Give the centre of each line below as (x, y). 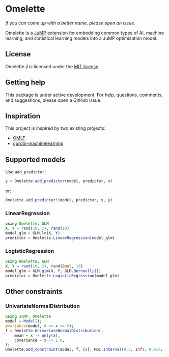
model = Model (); (24, 321)
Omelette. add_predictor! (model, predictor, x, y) (59, 200)
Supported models (35, 159)
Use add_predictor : (26, 172)
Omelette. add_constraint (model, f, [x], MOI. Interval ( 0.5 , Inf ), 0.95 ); (84, 350)
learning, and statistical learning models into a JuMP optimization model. (81, 38)
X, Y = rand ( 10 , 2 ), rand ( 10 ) (37, 229)
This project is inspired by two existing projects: (55, 128)
